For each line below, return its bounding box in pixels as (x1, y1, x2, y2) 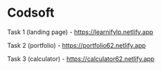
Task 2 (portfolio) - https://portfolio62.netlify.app (7, 41, 146, 49)
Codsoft (7, 5, 55, 21)
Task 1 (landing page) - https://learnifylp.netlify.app (7, 28, 154, 36)
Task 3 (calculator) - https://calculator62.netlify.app (7, 54, 154, 63)
